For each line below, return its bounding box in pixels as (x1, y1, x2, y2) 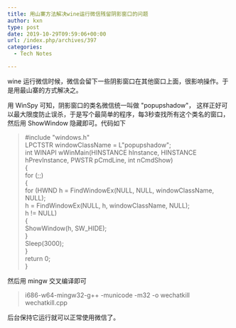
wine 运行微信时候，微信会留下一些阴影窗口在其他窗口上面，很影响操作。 (7, 76, 222, 86)
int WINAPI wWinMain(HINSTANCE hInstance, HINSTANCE (24, 148, 197, 157)
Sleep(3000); (24, 239, 64, 247)
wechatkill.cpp (24, 298, 68, 307)
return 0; (24, 254, 51, 262)
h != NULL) (24, 208, 58, 217)
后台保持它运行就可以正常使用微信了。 (7, 313, 119, 322)
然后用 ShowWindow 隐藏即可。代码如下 (7, 118, 127, 127)
